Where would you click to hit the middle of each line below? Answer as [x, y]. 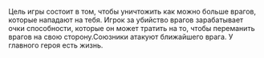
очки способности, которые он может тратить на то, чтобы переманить [132, 28]
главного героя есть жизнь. [56, 45]
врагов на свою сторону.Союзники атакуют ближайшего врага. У [121, 37]
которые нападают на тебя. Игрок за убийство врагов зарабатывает [126, 20]
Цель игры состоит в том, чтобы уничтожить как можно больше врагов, [132, 12]
